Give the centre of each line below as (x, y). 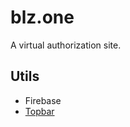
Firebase (43, 100)
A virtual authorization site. (66, 45)
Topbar (39, 111)
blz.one (42, 17)
